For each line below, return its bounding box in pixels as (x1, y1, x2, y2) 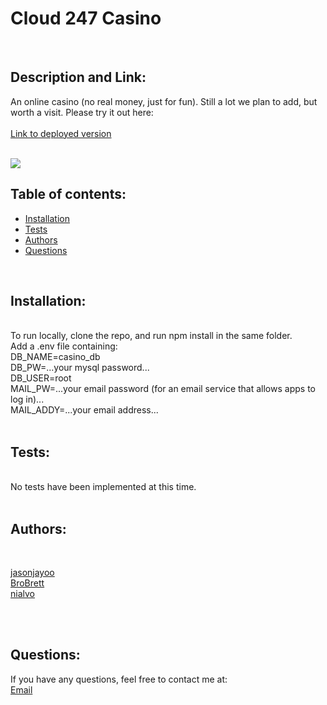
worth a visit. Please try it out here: (10, 106, 154, 118)
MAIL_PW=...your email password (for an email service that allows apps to (10, 383, 316, 395)
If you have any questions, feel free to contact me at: (10, 673, 228, 685)
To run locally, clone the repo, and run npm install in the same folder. (10, 330, 293, 342)
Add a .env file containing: (10, 340, 118, 352)
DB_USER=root (10, 372, 72, 384)
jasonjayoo (10, 567, 55, 578)
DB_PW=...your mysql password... (10, 362, 150, 374)
